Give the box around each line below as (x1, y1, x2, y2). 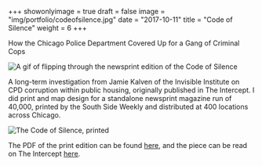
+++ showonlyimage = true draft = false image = (8, 7, 166, 16)
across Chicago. (8, 110, 61, 120)
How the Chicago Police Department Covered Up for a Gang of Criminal (8, 38, 240, 48)
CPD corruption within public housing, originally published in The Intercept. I (8, 85, 255, 95)
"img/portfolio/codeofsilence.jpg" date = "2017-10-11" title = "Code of (8, 15, 233, 24)
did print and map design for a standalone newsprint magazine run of (8, 94, 232, 103)
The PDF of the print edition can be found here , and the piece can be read (8, 141, 248, 150)
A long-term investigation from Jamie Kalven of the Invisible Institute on (8, 78, 240, 86)
